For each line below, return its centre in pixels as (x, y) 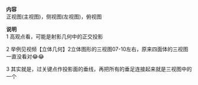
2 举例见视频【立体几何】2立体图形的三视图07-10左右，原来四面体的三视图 (97, 49)
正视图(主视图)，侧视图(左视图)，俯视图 (54, 17)
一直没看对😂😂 (25, 56)
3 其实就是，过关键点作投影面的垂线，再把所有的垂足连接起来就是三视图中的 (99, 69)
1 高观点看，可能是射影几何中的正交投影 (55, 37)
